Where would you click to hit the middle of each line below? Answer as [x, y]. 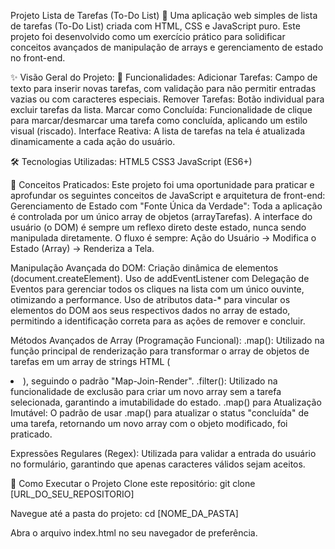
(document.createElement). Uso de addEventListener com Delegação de [160, 278]
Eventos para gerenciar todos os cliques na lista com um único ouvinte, [157, 289]
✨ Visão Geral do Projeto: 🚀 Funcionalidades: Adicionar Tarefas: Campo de [164, 77]
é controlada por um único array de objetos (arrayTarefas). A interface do [161, 216]
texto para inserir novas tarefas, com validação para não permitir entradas [163, 88]
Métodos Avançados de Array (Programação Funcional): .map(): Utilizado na [167, 340]
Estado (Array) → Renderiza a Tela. [82, 248]
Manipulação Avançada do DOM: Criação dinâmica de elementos [144, 268]
